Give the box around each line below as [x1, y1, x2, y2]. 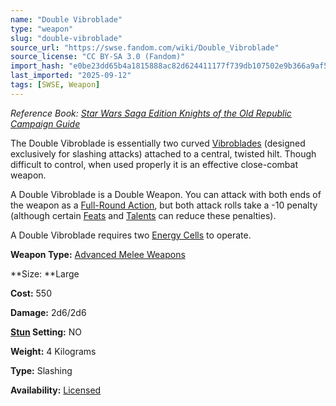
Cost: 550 [10, 287, 52, 299]
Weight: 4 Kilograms [10, 345, 97, 357]
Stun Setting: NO [10, 326, 82, 338]
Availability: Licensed [10, 384, 102, 396]
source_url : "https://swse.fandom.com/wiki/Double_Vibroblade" [10, 42, 280, 53]
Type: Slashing [10, 364, 73, 376]
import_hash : [10, 61, 65, 71]
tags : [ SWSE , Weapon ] [10, 80, 101, 90]
